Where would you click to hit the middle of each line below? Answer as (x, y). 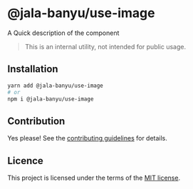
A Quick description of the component (63, 33)
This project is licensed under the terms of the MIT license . (94, 178)
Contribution (36, 121)
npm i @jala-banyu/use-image (51, 99)
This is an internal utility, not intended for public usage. (105, 46)
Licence (26, 161)
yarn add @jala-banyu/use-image (55, 86)
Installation (33, 69)
